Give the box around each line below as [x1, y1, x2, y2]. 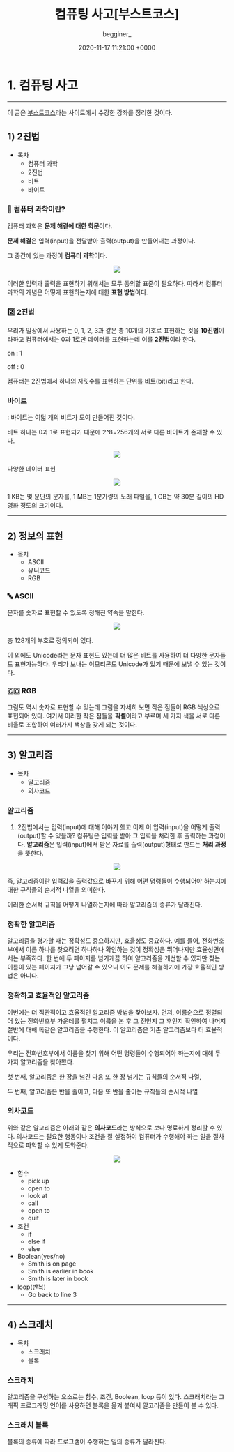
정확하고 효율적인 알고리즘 [7, 991, 90, 1001]
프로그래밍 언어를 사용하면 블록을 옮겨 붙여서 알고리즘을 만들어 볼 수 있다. [19, 1401, 219, 1409]
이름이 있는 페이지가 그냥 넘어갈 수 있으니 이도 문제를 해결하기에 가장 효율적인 [7, 963, 217, 971]
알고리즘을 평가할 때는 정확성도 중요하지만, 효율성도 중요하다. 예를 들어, [7, 937, 201, 945]
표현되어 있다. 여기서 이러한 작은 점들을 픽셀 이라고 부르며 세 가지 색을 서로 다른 [7, 711, 221, 720]
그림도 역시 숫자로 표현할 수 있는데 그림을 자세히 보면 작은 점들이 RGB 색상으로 [7, 702, 221, 711]
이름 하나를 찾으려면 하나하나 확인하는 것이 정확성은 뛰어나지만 [25, 946, 195, 954]
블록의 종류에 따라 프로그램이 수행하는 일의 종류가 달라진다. [7, 1437, 167, 1446]
